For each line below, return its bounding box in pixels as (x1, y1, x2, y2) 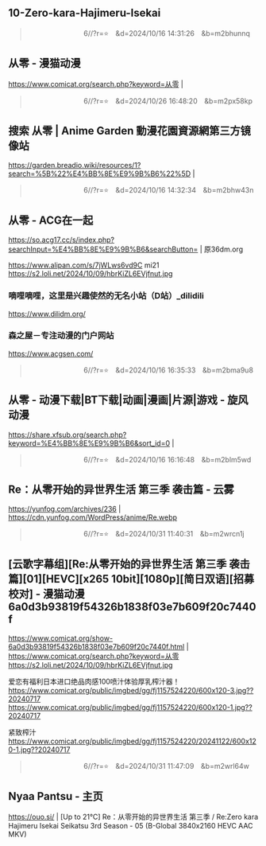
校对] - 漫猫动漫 (8, 587, 85, 600)
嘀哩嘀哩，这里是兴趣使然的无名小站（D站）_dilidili (8, 290, 205, 302)
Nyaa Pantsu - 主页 (8, 789, 103, 803)
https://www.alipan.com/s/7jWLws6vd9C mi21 (8, 260, 160, 270)
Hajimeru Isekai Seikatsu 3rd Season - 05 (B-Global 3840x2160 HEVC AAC (8, 821, 253, 831)
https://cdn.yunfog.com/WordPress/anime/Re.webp (8, 513, 177, 522)
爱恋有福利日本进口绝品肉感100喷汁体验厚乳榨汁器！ (8, 676, 180, 687)
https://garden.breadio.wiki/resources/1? (8, 161, 141, 170)
